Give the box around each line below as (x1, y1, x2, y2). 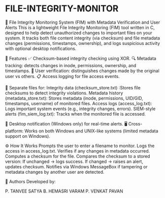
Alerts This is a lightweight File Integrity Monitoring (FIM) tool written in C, (5, 24, 155, 30)
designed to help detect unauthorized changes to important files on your (5, 30, 153, 36)
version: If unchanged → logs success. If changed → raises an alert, (5, 158, 143, 164)
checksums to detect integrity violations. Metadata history (5, 90, 123, 96)
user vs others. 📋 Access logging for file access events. (5, 73, 120, 79)
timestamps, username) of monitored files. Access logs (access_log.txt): (5, 100, 152, 106)
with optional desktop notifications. (5, 45, 76, 51)
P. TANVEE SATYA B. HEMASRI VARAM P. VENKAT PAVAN (5, 188, 123, 194)
